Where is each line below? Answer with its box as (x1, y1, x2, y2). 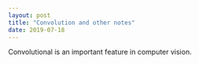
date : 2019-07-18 (8, 26, 65, 34)
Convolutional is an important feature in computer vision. (8, 48, 192, 57)
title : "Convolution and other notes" (8, 19, 135, 27)
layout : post (8, 11, 51, 20)
